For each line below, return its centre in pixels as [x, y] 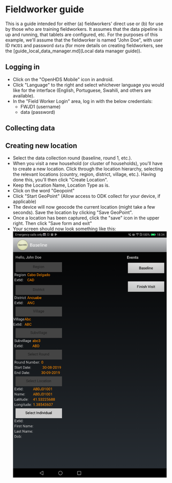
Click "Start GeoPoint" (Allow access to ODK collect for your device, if [87, 196]
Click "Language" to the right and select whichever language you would [89, 85]
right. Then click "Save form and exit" [52, 223]
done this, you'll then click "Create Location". [60, 179]
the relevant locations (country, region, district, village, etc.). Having [84, 174]
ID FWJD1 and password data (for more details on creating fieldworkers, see [84, 45]
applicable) [25, 202]
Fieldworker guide [45, 9]
